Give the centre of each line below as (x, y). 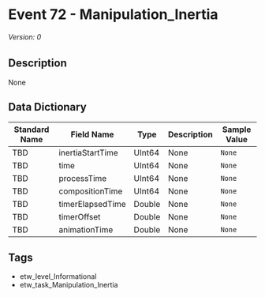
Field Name (92, 134)
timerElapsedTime (92, 204)
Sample (237, 130)
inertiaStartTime (88, 152)
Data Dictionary (47, 107)
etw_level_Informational (58, 276)
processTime (83, 178)
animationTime (86, 229)
